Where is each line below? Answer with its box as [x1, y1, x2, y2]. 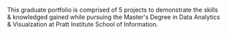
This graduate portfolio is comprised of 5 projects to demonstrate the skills [7, 6, 218, 14]
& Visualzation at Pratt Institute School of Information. [7, 20, 158, 28]
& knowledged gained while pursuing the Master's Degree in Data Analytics [7, 13, 221, 21]
